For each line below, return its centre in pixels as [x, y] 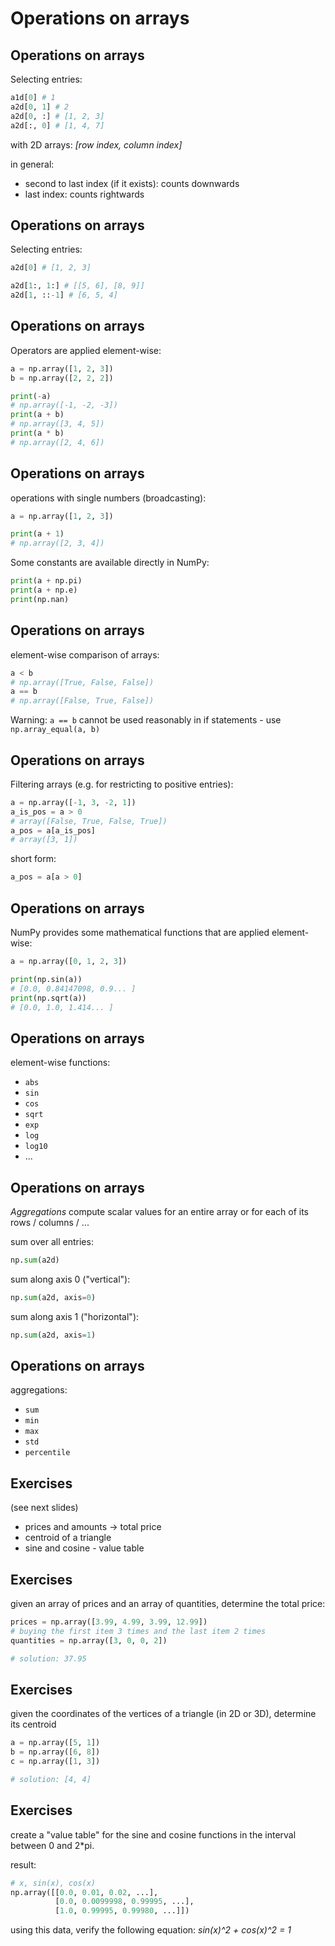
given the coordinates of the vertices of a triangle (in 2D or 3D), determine [163, 1714]
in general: [32, 164]
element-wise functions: [60, 1063]
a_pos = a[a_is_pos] [53, 830]
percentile [47, 1453]
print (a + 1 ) [37, 534]
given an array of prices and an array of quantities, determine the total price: [168, 1604]
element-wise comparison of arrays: [85, 654]
